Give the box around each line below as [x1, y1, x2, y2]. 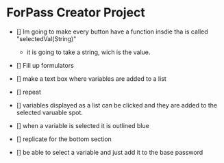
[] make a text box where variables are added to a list [16, 74, 167, 83]
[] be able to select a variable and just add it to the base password [16, 148, 203, 156]
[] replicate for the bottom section [16, 135, 112, 143]
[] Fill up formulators [16, 61, 75, 69]
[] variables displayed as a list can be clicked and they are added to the [16, 101, 217, 109]
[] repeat [16, 88, 42, 96]
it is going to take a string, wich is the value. [26, 48, 151, 56]
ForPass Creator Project [6, 5, 145, 21]
